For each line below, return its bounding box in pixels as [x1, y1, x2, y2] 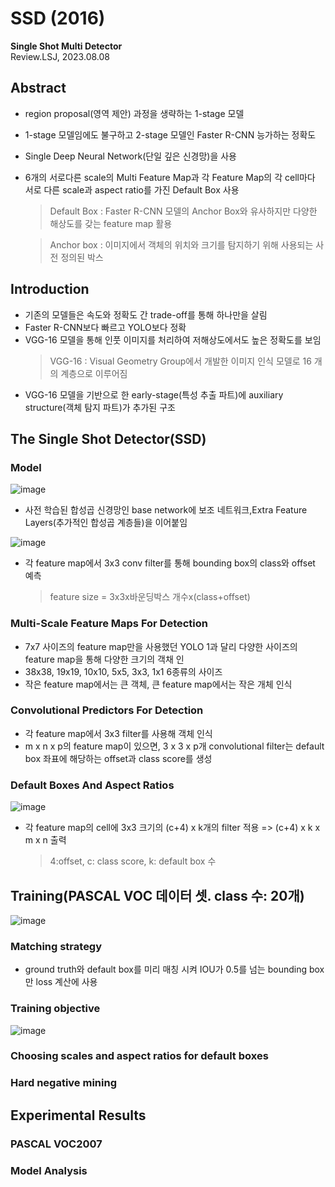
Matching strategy [10, 939, 103, 953]
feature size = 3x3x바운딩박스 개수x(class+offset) [49, 591, 251, 603]
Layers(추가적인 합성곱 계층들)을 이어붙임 [24, 517, 188, 529]
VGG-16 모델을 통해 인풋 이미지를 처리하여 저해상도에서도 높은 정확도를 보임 [24, 333, 322, 346]
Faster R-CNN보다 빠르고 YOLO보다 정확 [24, 321, 187, 333]
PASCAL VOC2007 [10, 1137, 103, 1151]
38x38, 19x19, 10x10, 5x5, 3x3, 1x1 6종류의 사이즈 [24, 665, 223, 677]
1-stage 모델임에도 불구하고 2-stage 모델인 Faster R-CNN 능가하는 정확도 [24, 128, 317, 141]
